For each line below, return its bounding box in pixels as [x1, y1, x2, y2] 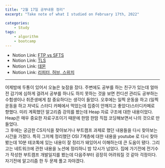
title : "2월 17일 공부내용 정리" [5, 7, 65, 12]
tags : [5, 30, 16, 35]
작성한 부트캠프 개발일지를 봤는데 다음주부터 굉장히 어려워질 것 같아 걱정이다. [10, 151, 157, 157]
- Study [14, 25, 29, 30]
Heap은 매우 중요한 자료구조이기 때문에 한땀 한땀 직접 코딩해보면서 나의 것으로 [5, 115, 155, 120]
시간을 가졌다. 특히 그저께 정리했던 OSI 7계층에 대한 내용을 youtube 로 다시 [5, 133, 149, 139]
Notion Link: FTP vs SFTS [12, 52, 64, 58]
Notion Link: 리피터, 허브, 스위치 [12, 69, 75, 75]
